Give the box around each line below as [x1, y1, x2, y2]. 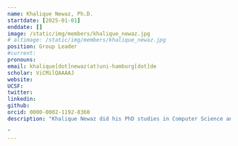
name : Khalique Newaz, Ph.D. [7, 10, 93, 18]
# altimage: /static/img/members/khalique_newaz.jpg [7, 37, 166, 44]
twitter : [7, 89, 33, 96]
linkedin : [7, 96, 37, 103]
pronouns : [7, 56, 37, 63]
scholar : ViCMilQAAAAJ [7, 69, 74, 76]
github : [7, 102, 30, 109]
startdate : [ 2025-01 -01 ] [7, 17, 81, 24]
